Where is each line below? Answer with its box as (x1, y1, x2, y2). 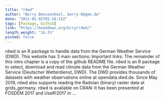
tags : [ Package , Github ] (5, 21, 56, 26)
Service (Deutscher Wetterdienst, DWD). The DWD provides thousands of (5, 69, 156, 75)
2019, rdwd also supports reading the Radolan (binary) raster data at (5, 79, 145, 85)
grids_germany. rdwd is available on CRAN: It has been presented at (5, 85, 144, 91)
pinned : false (5, 35, 35, 40)
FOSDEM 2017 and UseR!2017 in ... (5, 90, 76, 96)
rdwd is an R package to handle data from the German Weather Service (5, 48, 151, 54)
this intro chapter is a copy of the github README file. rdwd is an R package (5, 59, 160, 65)
